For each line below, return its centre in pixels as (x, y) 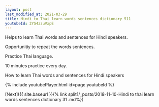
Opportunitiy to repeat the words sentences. (50, 47)
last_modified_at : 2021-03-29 (36, 14)
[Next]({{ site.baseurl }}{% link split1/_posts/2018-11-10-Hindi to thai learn (80, 94)
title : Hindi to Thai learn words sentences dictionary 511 (68, 19)
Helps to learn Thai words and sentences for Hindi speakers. (66, 37)
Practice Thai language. (29, 56)
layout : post (18, 10)
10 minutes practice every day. (36, 66)
